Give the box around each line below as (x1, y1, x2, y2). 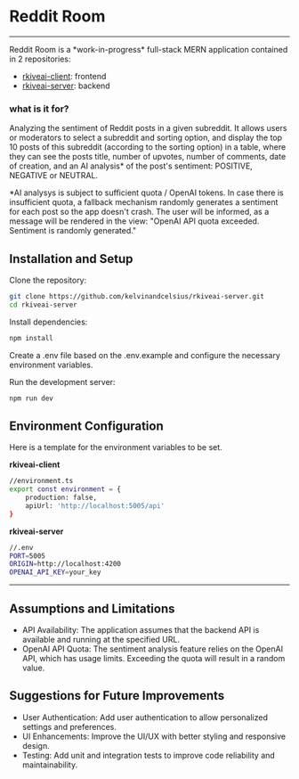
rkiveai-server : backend (21, 80, 110, 91)
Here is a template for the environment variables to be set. (9, 442, 222, 453)
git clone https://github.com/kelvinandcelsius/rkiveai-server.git (9, 292, 265, 301)
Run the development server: (9, 376, 116, 387)
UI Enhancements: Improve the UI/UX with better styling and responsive (21, 731, 287, 742)
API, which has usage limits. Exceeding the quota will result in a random (21, 653, 286, 664)
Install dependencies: (9, 316, 88, 327)
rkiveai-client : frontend (21, 70, 107, 81)
